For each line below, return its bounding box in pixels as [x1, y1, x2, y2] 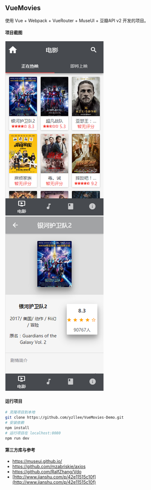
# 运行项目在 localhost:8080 [5, 431, 61, 436]
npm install [5, 425, 29, 430]
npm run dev [5, 436, 29, 441]
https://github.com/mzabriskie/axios [12, 463, 86, 469]
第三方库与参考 [5, 447, 35, 453]
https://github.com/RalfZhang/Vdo [12, 468, 82, 474]
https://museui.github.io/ [12, 458, 62, 464]
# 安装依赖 [5, 420, 25, 425]
